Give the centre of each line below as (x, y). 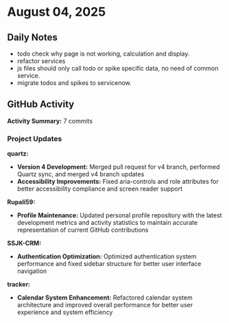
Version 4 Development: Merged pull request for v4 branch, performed (119, 167)
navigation (32, 271)
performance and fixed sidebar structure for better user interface (109, 264)
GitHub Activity (41, 105)
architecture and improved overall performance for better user (105, 305)
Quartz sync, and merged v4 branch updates (81, 174)
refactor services (41, 61)
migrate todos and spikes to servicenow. (74, 83)
